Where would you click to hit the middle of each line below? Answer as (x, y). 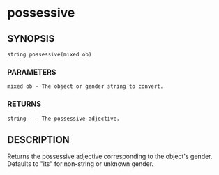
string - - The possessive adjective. (63, 119)
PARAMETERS (32, 72)
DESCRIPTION (38, 140)
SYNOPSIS (31, 39)
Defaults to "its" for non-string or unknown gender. (81, 164)
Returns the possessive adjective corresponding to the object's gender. (110, 157)
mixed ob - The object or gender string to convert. (85, 86)
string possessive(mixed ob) (50, 54)
